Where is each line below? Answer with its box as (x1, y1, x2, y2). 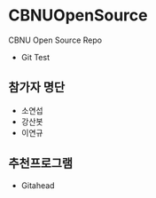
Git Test (20, 51, 51, 62)
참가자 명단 (8, 80, 66, 95)
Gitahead (20, 179, 55, 191)
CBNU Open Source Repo (8, 35, 103, 45)
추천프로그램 (8, 156, 73, 171)
